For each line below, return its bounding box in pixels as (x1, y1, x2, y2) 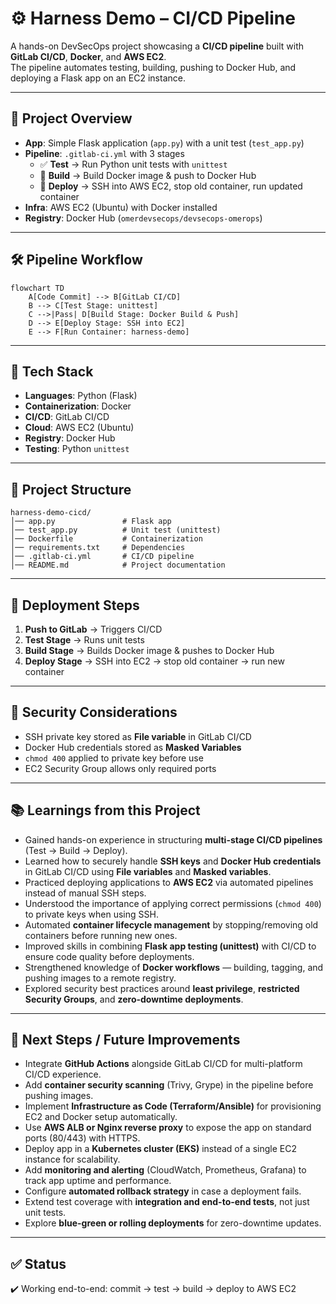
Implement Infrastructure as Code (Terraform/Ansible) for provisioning (24, 1100, 322, 1112)
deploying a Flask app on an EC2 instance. (10, 72, 186, 84)
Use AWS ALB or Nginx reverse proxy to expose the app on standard (24, 1122, 312, 1134)
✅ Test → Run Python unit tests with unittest (39, 158, 228, 170)
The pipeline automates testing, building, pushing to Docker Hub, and (10, 61, 297, 73)
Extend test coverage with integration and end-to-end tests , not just (24, 1196, 310, 1208)
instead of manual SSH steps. (24, 887, 147, 899)
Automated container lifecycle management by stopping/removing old (24, 918, 319, 931)
